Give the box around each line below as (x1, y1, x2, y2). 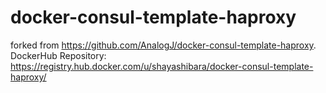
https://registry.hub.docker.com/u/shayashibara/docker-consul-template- (10, 60, 314, 72)
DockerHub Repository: (10, 49, 107, 61)
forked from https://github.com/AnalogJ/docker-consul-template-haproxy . (10, 39, 317, 51)
